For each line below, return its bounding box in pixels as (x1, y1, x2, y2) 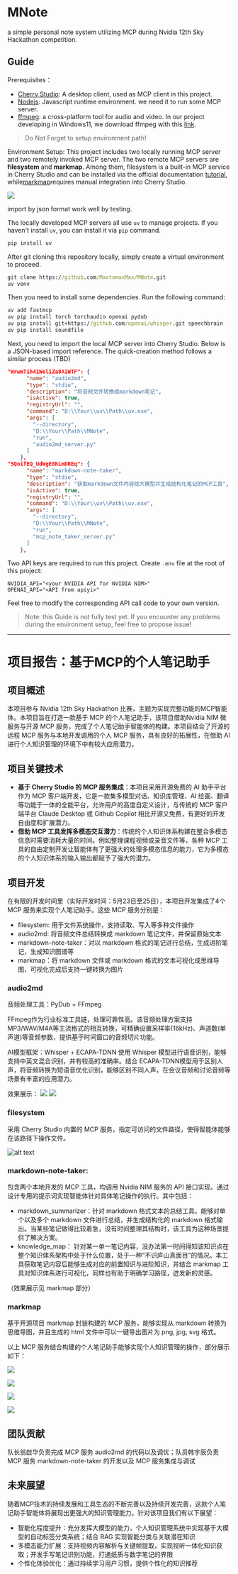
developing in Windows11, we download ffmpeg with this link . (17, 120, 196, 128)
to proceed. (7, 260, 41, 268)
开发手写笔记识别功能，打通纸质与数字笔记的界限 (30, 1550, 174, 1558)
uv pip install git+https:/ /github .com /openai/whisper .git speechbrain (7, 320, 223, 327)
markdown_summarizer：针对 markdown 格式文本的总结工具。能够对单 (17, 1207, 226, 1215)
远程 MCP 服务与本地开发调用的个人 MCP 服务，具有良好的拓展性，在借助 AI (7, 731, 230, 740)
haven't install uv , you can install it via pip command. (7, 226, 161, 234)
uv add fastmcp (7, 306, 52, 314)
